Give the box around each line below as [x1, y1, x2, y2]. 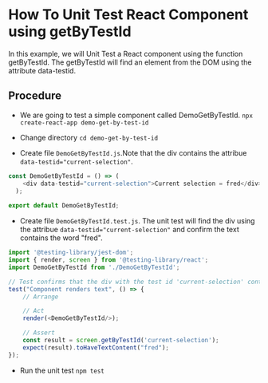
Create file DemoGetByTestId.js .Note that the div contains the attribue [19, 148, 247, 157]
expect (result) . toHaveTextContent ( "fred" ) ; [22, 343, 170, 352]
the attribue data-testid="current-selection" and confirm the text [19, 225, 239, 235]
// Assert [22, 329, 56, 337]
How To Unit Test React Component [8, 6, 249, 24]
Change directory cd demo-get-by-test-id [19, 132, 158, 142]
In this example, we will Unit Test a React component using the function [8, 49, 243, 58]
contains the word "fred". [19, 233, 103, 243]
